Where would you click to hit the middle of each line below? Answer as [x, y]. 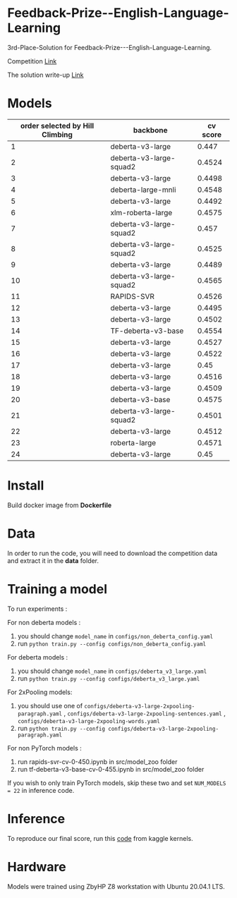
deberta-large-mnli [143, 190]
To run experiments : [37, 609]
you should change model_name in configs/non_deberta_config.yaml [115, 636]
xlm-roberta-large [141, 212]
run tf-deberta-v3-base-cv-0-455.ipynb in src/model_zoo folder [111, 769]
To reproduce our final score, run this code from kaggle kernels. [101, 838]
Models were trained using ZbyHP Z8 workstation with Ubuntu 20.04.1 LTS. [116, 886]
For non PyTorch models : [45, 748]
